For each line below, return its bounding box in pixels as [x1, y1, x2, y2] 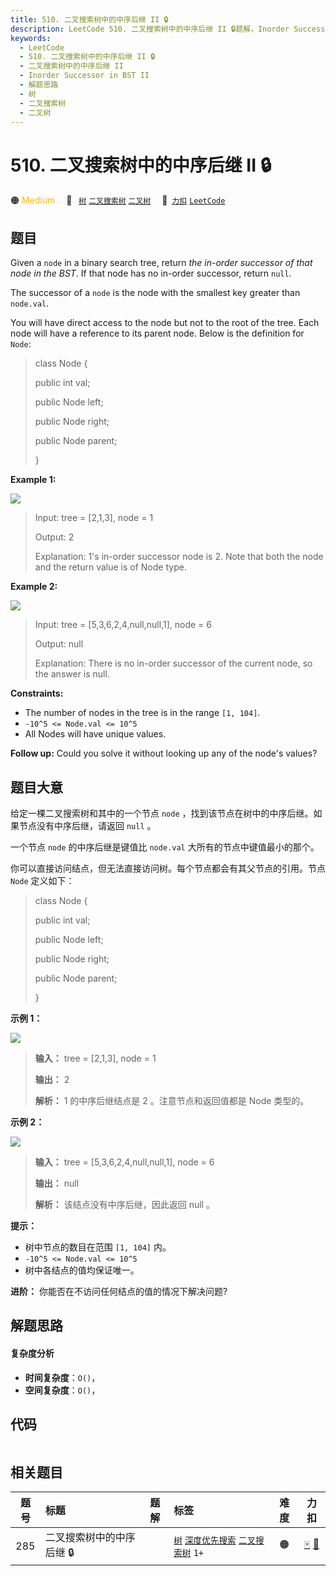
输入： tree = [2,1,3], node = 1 [34, 1052, 157, 1064]
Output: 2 [34, 531, 75, 543]
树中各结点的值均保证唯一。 [24, 1264, 140, 1276]
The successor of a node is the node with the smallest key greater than [10, 287, 301, 299]
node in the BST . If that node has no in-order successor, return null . [10, 267, 292, 280]
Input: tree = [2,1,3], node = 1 [34, 512, 154, 524]
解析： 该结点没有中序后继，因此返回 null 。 [34, 1198, 215, 1210]
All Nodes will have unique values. [24, 728, 167, 740]
